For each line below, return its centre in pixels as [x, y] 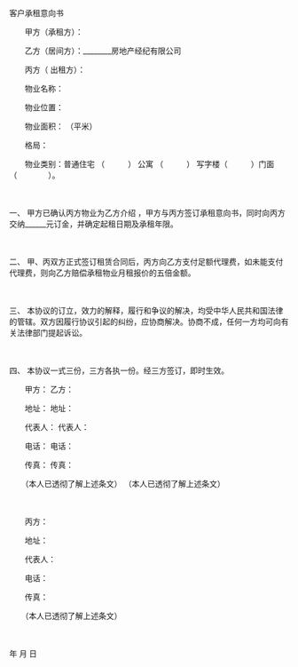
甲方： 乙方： [49, 389]
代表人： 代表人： [57, 427]
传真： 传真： [49, 465]
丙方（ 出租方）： [55, 70]
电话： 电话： [49, 446]
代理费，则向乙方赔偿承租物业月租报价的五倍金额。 [102, 273]
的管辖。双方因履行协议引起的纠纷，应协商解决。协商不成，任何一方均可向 [145, 322]
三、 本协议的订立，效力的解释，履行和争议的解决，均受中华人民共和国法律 [146, 310]
